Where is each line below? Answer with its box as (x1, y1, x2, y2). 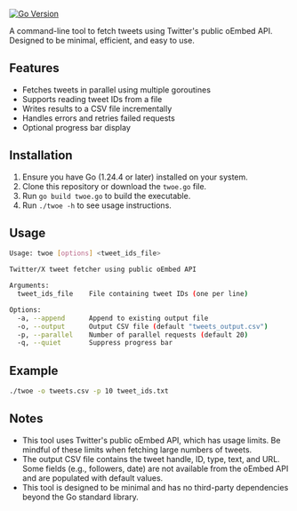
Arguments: (9, 281, 50, 291)
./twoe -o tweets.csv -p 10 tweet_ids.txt (9, 387, 169, 395)
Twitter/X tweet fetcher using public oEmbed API (9, 265, 197, 275)
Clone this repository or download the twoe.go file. (21, 180, 207, 191)
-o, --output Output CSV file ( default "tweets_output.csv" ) (17, 322, 269, 331)
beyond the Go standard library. (21, 491, 140, 502)
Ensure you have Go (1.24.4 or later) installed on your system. (21, 172, 249, 182)
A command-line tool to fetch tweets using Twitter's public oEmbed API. (9, 26, 273, 36)
